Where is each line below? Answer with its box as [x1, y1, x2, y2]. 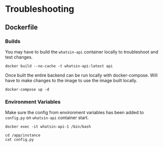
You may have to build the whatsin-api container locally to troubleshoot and [5, 49, 159, 55]
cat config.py [5, 137, 34, 142]
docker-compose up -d [5, 87, 50, 92]
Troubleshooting [5, 3, 75, 15]
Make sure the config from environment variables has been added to [5, 110, 144, 116]
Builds [5, 38, 21, 45]
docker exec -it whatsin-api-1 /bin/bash [5, 124, 91, 129]
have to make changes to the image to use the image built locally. [5, 77, 137, 83]
